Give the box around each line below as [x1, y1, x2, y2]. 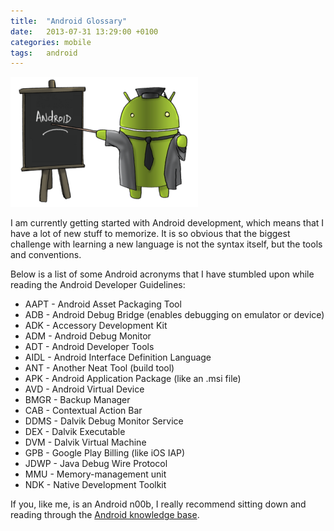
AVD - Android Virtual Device [24, 383, 145, 395]
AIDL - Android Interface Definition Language [24, 351, 212, 364]
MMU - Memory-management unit [24, 468, 167, 480]
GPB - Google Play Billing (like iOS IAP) [24, 447, 186, 459]
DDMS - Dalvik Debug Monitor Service [24, 415, 184, 427]
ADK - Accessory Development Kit [24, 320, 168, 332]
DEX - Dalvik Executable [24, 426, 126, 438]
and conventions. [10, 249, 82, 261]
